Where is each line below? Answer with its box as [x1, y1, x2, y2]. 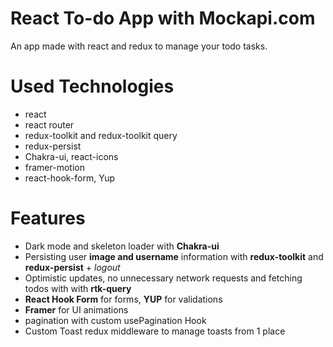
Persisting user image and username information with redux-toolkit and [24, 250, 324, 262]
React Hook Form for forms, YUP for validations [24, 293, 223, 305]
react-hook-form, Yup [24, 172, 115, 184]
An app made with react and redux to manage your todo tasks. [10, 40, 268, 52]
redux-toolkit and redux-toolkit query [24, 129, 178, 141]
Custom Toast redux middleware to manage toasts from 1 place [24, 325, 286, 337]
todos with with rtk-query [24, 282, 132, 294]
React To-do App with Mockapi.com [10, 7, 316, 30]
